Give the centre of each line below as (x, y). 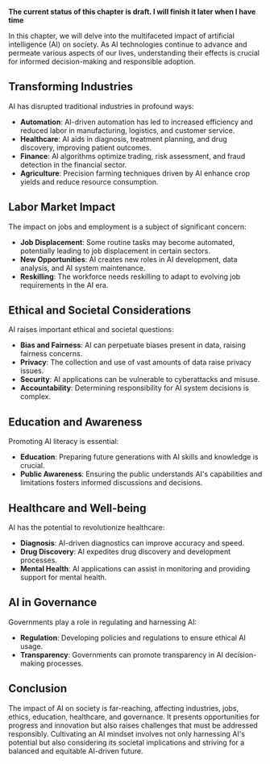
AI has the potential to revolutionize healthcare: (87, 528)
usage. (31, 646)
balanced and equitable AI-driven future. (76, 751)
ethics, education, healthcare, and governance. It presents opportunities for (134, 716)
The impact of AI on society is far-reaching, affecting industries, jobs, (124, 708)
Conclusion (38, 689)
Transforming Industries (71, 87)
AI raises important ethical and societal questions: (91, 330)
